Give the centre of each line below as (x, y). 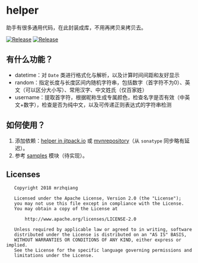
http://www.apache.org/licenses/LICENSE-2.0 (80, 219)
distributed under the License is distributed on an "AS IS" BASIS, (100, 235)
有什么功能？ (30, 60)
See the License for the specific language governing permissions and (103, 251)
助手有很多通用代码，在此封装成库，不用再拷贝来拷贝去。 (76, 27)
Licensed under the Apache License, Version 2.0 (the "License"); (98, 199)
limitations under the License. (54, 256)
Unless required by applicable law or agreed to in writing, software (103, 230)
